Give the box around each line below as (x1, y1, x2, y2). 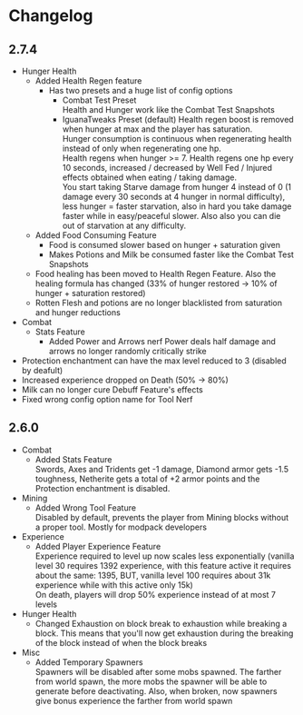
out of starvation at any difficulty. (62, 220, 187, 231)
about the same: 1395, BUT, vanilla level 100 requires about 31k (34, 570, 271, 581)
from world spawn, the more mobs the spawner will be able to (34, 676, 268, 687)
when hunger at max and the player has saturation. (62, 124, 253, 134)
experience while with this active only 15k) (34, 579, 194, 591)
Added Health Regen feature (34, 75, 142, 86)
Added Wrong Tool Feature (34, 501, 137, 513)
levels (34, 599, 58, 610)
